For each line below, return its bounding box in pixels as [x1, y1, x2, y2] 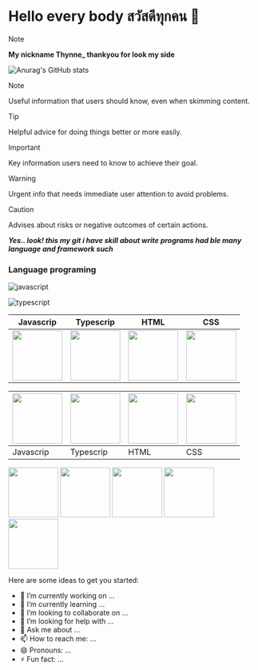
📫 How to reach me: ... [19, 634, 97, 644]
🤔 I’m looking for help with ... [19, 616, 114, 626]
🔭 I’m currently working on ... [19, 591, 115, 600]
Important [8, 142, 41, 152]
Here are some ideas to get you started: [8, 576, 140, 585]
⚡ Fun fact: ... [19, 655, 64, 664]
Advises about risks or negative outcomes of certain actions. [8, 220, 208, 229]
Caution [8, 204, 34, 214]
